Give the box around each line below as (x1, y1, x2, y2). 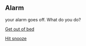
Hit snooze (5, 35, 27, 41)
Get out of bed (5, 26, 35, 32)
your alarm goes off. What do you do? (5, 16, 81, 22)
